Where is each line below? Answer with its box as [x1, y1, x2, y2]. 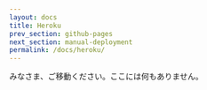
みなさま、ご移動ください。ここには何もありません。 [9, 71, 204, 82]
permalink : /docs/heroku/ [9, 46, 105, 55]
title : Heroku [9, 21, 62, 30]
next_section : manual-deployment [9, 37, 133, 47]
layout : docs [9, 12, 58, 22]
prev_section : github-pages [9, 29, 114, 38]
